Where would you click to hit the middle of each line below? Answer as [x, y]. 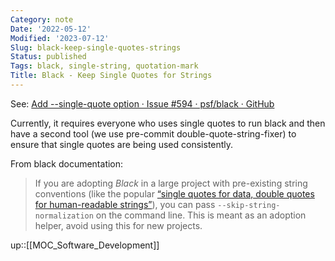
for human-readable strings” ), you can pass [125, 204]
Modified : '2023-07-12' [60, 38]
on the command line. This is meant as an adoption [201, 215]
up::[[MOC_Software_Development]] [85, 245]
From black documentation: [67, 163]
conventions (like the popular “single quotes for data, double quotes [174, 193]
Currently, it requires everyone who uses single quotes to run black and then [168, 123]
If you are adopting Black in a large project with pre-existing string [171, 183]
